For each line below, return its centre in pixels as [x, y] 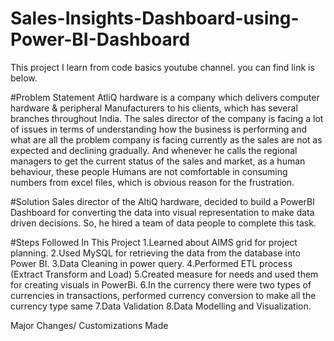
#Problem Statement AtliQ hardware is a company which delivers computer [165, 97]
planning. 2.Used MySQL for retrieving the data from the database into [155, 253]
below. [24, 78]
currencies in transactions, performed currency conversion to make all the [163, 295]
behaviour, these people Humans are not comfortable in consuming [149, 171]
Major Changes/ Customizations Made [89, 325]
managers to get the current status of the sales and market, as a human [158, 161]
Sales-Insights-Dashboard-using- [155, 18]
